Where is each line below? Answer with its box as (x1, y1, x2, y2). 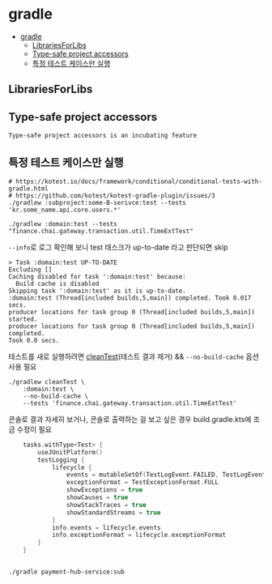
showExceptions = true (66, 486, 143, 494)
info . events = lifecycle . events (51, 523, 161, 531)
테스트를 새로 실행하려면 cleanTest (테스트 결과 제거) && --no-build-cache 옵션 (8, 352, 259, 361)
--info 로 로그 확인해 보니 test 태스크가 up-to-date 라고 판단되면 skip (8, 242, 228, 252)
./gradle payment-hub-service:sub (8, 568, 125, 576)
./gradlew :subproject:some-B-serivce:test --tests (8, 198, 186, 207)
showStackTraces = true (66, 501, 147, 509)
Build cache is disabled (15, 279, 100, 288)
